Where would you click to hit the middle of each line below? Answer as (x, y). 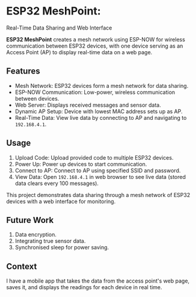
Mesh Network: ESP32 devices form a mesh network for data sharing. (102, 86)
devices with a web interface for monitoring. (61, 201)
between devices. (37, 98)
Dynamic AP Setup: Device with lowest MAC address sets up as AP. (99, 111)
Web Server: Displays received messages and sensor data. (88, 105)
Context (22, 266)
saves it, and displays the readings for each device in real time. (84, 287)
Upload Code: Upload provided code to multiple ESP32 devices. (94, 157)
